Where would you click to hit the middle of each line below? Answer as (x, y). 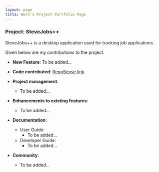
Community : (25, 155)
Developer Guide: (38, 140)
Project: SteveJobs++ (32, 32)
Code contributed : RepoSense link (48, 72)
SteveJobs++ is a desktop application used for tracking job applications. (80, 42)
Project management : (35, 81)
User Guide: (32, 130)
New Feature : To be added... (42, 62)
